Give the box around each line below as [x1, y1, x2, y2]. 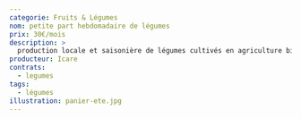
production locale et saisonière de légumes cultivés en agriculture [17, 47, 282, 55]
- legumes [17, 72, 54, 81]
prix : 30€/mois [9, 30, 66, 38]
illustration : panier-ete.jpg [9, 96, 123, 106]
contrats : [9, 64, 47, 72]
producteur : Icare [9, 55, 78, 64]
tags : [9, 80, 30, 89]
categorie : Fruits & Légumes [9, 13, 118, 22]
